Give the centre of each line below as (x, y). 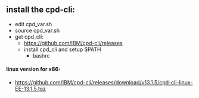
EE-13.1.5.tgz (30, 89)
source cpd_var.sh (37, 30)
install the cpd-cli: (41, 10)
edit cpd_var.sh (33, 24)
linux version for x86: (33, 69)
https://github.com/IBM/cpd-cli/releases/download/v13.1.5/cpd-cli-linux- (104, 83)
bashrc (41, 55)
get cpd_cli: (29, 37)
